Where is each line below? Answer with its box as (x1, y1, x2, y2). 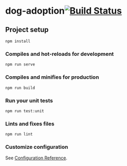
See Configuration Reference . (5, 155, 68, 161)
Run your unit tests (5, 97, 53, 104)
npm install (5, 39, 30, 44)
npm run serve (5, 62, 36, 67)
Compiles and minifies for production (5, 74, 99, 81)
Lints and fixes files (5, 120, 55, 127)
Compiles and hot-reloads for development (5, 50, 114, 57)
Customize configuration (5, 144, 69, 151)
